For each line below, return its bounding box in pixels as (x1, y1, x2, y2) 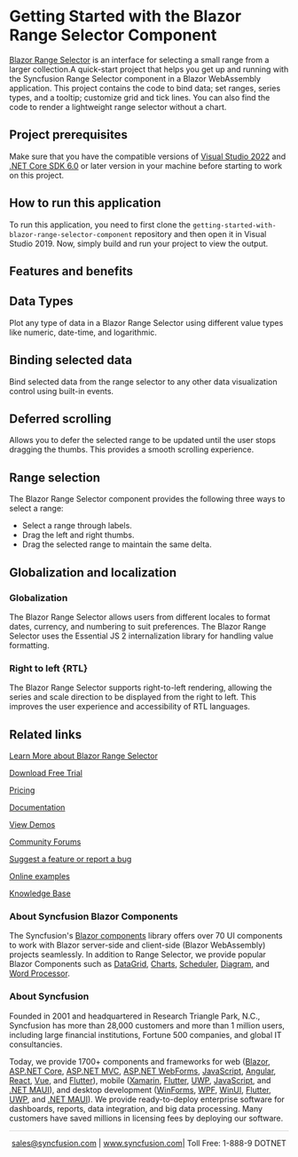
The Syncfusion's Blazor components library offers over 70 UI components (9, 931, 283, 941)
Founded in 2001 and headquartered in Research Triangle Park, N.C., (9, 1010, 261, 1021)
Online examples (9, 871, 71, 881)
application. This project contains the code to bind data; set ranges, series (9, 83, 281, 93)
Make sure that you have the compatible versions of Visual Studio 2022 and (9, 151, 286, 162)
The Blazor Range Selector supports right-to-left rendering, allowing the (9, 682, 272, 693)
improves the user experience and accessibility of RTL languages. (9, 701, 251, 712)
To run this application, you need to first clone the (9, 219, 192, 230)
